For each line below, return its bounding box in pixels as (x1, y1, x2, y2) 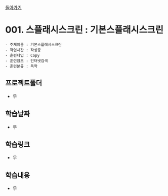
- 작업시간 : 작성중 (5, 47, 41, 52)
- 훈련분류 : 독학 (5, 63, 38, 69)
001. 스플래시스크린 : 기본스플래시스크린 (5, 24, 163, 36)
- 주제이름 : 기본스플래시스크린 (5, 42, 62, 47)
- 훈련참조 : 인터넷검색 (5, 58, 48, 63)
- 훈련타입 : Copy (5, 53, 40, 58)
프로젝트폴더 (5, 79, 42, 87)
